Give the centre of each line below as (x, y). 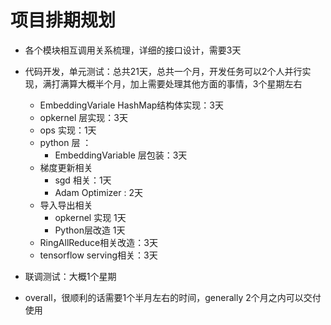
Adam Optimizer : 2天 (98, 192)
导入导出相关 (66, 205)
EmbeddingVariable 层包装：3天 (121, 155)
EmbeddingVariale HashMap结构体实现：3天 (132, 105)
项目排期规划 (63, 20)
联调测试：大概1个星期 (70, 276)
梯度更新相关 (66, 167)
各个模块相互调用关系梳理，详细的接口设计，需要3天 (133, 50)
